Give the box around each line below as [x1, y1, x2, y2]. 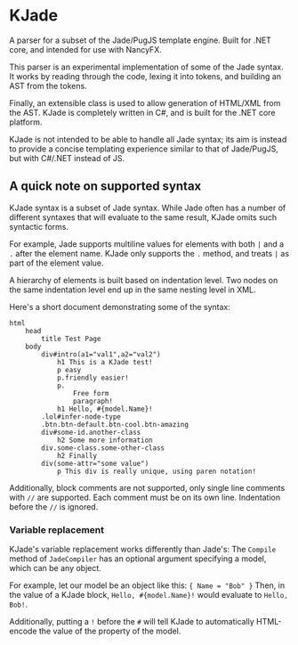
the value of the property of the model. [38, 625, 181, 637]
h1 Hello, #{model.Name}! [56, 404, 153, 413]
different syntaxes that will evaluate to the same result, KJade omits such [9, 211, 278, 223]
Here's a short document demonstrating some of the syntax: [9, 301, 231, 312]
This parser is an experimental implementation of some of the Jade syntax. [9, 61, 284, 72]
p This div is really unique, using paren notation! [56, 467, 256, 476]
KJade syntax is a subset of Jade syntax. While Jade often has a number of [9, 202, 286, 213]
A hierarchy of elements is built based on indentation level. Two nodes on [9, 274, 278, 285]
